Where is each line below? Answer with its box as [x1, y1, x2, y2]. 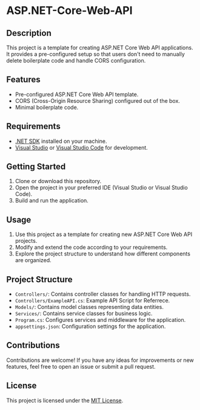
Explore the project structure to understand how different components [15, 250, 191, 257]
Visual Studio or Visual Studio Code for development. [15, 144, 148, 151]
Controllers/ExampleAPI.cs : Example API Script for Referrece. [15, 297, 170, 304]
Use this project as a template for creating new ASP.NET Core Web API [15, 231, 193, 238]
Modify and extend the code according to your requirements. [15, 244, 168, 251]
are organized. [15, 257, 52, 264]
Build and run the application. [15, 197, 89, 204]
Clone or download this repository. [15, 178, 102, 185]
